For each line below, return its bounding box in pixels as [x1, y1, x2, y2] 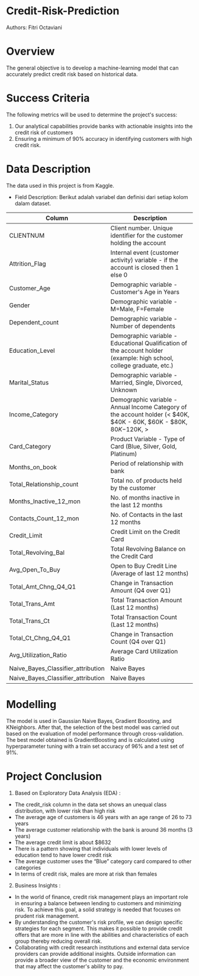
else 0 [110, 270, 128, 279]
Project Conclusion [6, 769, 102, 783]
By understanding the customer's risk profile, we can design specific [14, 918, 183, 926]
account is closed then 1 [110, 263, 179, 271]
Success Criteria [6, 91, 90, 105]
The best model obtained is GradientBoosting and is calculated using [6, 736, 175, 743]
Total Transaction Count [110, 613, 178, 621]
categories [14, 864, 41, 871]
